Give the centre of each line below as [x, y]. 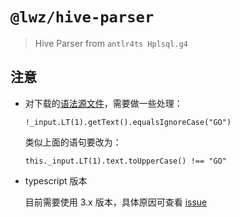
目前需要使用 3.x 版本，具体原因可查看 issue [116, 202]
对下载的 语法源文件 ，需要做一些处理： [103, 103]
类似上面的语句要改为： [73, 142]
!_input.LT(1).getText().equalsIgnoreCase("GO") [128, 122]
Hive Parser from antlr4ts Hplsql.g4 [111, 43]
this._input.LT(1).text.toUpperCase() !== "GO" [125, 161]
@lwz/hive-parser [82, 17]
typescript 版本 [56, 180]
